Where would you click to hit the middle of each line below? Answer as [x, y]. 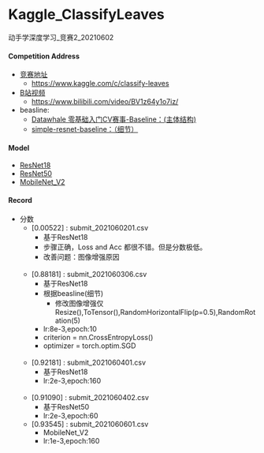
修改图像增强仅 [79, 303]
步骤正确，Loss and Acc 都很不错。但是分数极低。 [125, 247]
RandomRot [237, 312]
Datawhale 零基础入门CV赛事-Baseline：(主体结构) [114, 119]
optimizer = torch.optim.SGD [89, 346]
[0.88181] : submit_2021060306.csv [89, 274]
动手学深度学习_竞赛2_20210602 [61, 37]
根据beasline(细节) [73, 293]
